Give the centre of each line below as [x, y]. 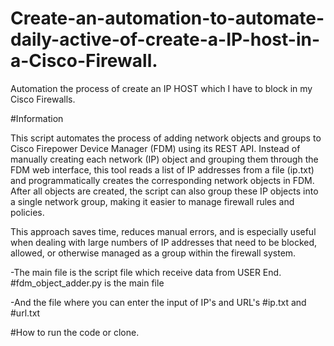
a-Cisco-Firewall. [84, 61]
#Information [37, 118]
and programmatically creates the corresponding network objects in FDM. [162, 180]
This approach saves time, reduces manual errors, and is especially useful [163, 231]
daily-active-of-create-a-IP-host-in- [165, 39]
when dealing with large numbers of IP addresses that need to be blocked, [164, 242]
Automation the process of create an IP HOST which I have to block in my [161, 88]
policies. [27, 212]
